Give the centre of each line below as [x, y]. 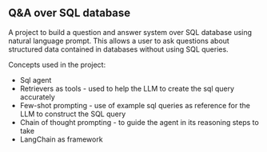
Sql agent [36, 80]
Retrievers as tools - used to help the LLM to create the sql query [127, 88]
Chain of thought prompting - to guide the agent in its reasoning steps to [139, 122]
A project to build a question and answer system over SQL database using [130, 32]
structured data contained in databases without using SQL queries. [119, 49]
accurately [37, 97]
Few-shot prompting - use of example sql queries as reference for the [135, 105]
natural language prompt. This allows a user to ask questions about [119, 41]
